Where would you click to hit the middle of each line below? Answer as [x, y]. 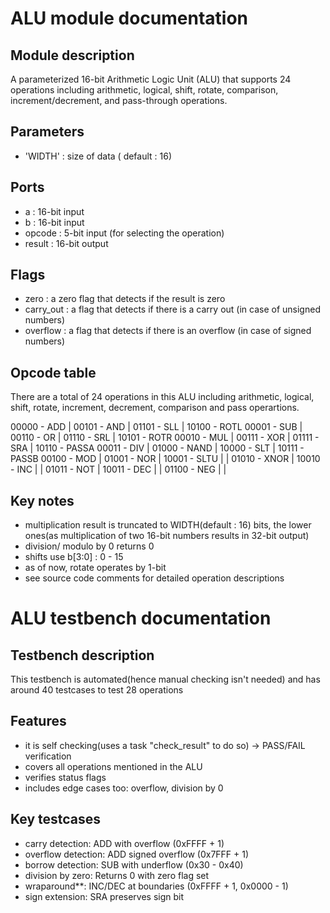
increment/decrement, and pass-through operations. [119, 100]
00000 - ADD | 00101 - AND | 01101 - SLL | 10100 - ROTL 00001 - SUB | [156, 427]
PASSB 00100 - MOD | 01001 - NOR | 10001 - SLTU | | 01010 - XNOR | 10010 [165, 459]
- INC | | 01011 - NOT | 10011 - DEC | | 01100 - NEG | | [118, 469]
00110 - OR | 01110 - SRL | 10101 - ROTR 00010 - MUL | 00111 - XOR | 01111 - [165, 438]
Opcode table [53, 372]
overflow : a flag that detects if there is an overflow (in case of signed [168, 331]
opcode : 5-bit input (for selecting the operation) [124, 233]
